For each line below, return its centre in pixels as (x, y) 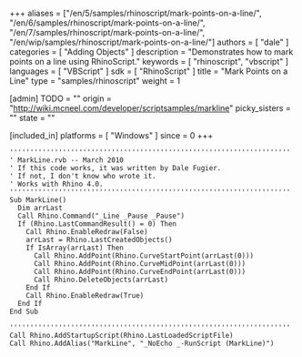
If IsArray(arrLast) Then (75, 248)
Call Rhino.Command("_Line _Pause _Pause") (101, 216)
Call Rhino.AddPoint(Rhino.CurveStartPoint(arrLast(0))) (144, 256)
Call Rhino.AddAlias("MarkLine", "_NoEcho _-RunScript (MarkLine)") (142, 343)
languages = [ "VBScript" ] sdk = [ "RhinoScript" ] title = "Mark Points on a (149, 71)
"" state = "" (32, 118)
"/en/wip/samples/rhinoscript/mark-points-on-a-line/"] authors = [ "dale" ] (149, 42)
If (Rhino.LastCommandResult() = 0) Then (97, 224)
